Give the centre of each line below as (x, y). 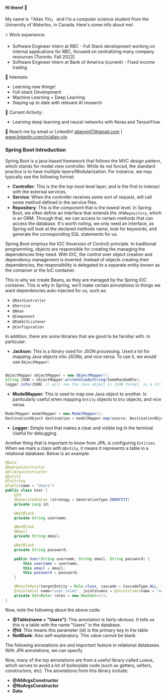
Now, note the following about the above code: (53, 610)
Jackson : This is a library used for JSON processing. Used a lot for (81, 351)
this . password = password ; (51, 573)
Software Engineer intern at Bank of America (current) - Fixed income (83, 62)
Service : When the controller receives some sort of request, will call (82, 197)
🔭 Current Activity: (24, 112)
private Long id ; (32, 504)
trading (20, 67)
